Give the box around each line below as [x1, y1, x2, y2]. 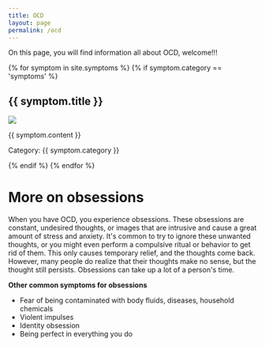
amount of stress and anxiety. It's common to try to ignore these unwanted [8, 231, 251, 241]
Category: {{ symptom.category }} [8, 145, 120, 155]
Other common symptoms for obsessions [8, 280, 147, 290]
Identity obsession [19, 321, 80, 330]
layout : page [8, 19, 51, 27]
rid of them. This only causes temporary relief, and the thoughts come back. [8, 248, 256, 258]
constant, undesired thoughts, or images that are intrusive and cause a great [8, 223, 257, 233]
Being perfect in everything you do [19, 329, 133, 339]
